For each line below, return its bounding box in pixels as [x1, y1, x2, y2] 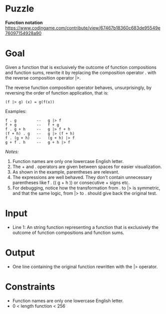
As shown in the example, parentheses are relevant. [12, 168, 119, 175]
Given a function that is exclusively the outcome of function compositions [5, 64, 156, 70]
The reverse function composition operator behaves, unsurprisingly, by [5, 84, 151, 90]
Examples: [5, 108, 26, 114]
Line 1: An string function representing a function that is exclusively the [12, 224, 159, 230]
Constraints [5, 281, 55, 292]
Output [5, 247, 35, 258]
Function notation [5, 19, 43, 25]
